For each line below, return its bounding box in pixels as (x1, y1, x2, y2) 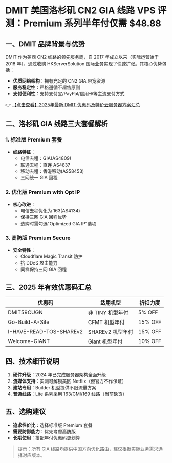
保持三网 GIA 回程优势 (20, 214, 67, 220)
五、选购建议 (5, 407, 46, 416)
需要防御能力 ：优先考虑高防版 (12, 428, 76, 434)
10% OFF (138, 338, 162, 345)
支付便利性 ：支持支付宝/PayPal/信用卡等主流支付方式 (12, 91, 125, 96)
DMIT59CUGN (8, 309, 43, 316)
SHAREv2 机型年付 (88, 329, 134, 336)
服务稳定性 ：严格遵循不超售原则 (12, 84, 80, 90)
